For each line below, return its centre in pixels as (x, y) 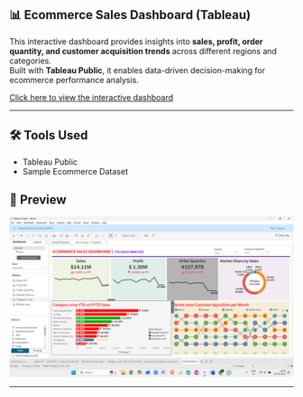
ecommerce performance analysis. (74, 80)
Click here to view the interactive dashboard (92, 97)
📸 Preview (38, 200)
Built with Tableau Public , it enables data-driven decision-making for (138, 70)
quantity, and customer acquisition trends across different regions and (143, 51)
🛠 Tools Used (49, 135)
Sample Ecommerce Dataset (75, 171)
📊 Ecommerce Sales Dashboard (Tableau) (130, 15)
